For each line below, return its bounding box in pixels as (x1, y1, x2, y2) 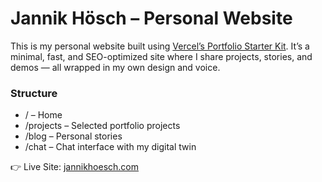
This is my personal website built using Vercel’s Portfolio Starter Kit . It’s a (10, 40, 310, 52)
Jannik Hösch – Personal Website (10, 7, 293, 30)
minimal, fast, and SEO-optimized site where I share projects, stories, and (10, 50, 313, 62)
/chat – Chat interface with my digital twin (24, 141, 197, 153)
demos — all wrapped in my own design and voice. (10, 61, 221, 73)
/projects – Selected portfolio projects (24, 120, 181, 132)
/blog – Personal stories (24, 130, 123, 142)
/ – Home (24, 109, 63, 121)
